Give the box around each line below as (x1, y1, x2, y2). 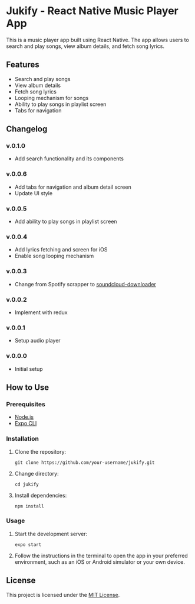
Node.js (14, 414, 34, 421)
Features (6, 60, 39, 70)
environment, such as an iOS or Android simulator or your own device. (14, 558, 186, 566)
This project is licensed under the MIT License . (6, 591, 120, 598)
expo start (14, 541, 42, 548)
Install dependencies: (14, 492, 67, 499)
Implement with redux (14, 309, 68, 316)
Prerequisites (6, 400, 45, 408)
